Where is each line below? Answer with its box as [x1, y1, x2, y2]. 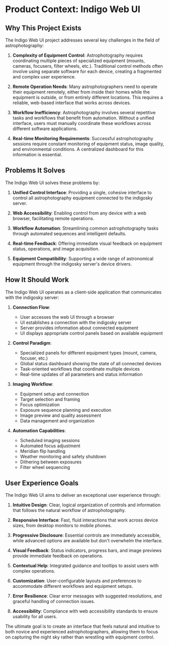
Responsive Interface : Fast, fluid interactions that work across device [12, 517, 158, 523]
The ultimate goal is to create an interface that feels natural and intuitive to [5, 623, 160, 629]
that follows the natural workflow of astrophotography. [12, 507, 126, 513]
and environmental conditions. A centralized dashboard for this [12, 146, 144, 152]
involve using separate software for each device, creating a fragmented [12, 68, 161, 74]
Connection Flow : [12, 304, 50, 310]
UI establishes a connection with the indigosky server [20, 319, 132, 325]
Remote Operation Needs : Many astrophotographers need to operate [12, 83, 158, 90]
